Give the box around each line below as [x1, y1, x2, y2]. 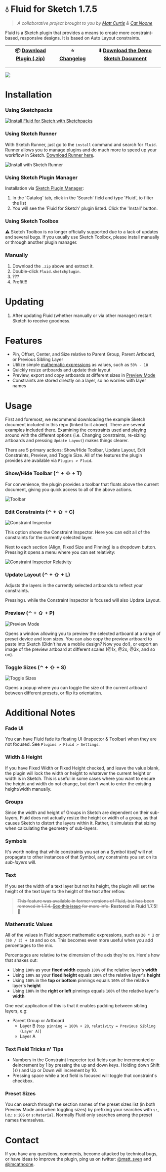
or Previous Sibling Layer [12, 357, 63, 362]
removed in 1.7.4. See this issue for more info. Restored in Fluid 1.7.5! [17, 903, 158, 909]
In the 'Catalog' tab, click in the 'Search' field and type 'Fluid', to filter [12, 195, 154, 201]
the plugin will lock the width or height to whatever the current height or [5, 770, 151, 776]
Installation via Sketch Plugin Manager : [5, 185, 84, 191]
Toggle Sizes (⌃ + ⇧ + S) [5, 664, 67, 671]
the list [12, 200, 26, 206]
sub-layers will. [5, 859, 37, 865]
